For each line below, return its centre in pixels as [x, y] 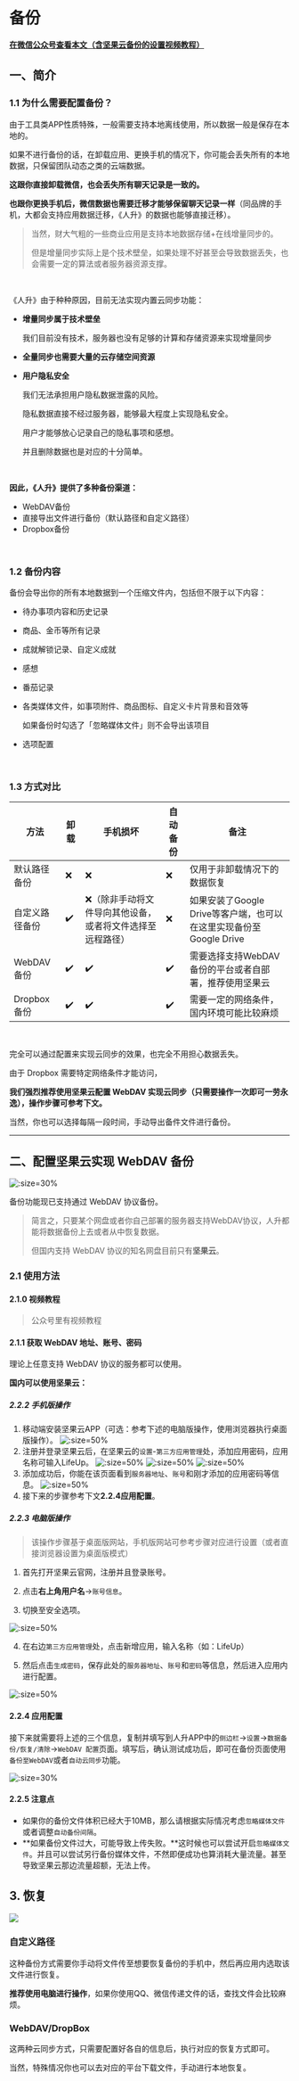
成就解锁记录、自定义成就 [69, 649]
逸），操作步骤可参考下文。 [58, 1103]
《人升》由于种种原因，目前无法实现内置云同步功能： [107, 300]
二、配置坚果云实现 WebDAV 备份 [101, 1161]
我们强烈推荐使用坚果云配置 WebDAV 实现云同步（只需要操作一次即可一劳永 [149, 1092]
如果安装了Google [227, 901]
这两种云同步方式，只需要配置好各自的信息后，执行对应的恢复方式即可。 [141, 2049]
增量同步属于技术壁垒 [61, 318]
